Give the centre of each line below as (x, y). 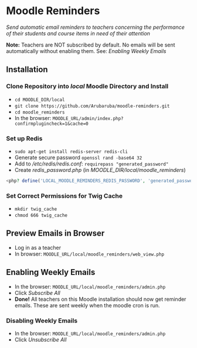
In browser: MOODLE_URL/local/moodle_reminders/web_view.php (89, 254)
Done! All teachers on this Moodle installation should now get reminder (100, 299)
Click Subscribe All (37, 293)
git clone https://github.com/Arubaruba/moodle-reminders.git (92, 106)
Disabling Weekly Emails (42, 320)
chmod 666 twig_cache (41, 216)
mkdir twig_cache (36, 209)
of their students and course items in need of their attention (78, 33)
